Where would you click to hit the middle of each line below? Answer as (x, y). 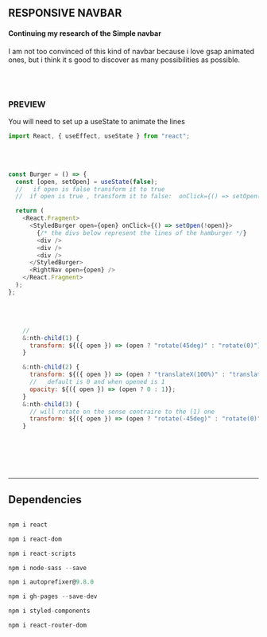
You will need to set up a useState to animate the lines (97, 121)
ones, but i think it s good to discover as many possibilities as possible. (124, 60)
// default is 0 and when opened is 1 (97, 382)
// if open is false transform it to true (90, 189)
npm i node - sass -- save (48, 568)
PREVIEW (27, 104)
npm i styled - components (49, 611)
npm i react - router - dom (48, 625)
